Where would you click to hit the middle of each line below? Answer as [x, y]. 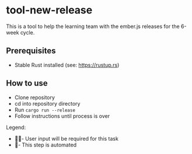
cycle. [27, 32]
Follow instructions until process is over [62, 116]
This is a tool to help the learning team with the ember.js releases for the [93, 26]
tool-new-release [49, 10]
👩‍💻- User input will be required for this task [66, 138]
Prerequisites [31, 51]
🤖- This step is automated [46, 145]
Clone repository [35, 97]
